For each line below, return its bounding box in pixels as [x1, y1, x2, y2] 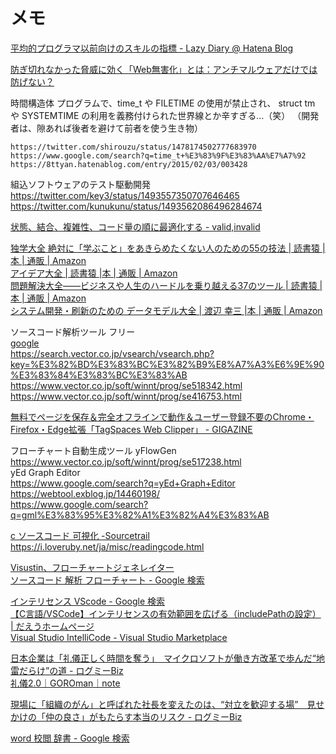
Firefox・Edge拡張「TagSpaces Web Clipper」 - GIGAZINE [10, 423, 253, 435]
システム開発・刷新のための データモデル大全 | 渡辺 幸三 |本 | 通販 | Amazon [10, 304, 323, 316]
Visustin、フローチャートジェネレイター [10, 561, 175, 573]
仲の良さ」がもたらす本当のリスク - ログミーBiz [44, 710, 243, 723]
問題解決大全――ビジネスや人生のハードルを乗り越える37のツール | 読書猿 [10, 279, 318, 291]
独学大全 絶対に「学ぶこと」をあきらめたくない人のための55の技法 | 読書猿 [10, 242, 321, 254]
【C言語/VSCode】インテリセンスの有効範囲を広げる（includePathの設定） [10, 607, 322, 619]
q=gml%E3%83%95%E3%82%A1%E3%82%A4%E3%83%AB [10, 509, 270, 521]
